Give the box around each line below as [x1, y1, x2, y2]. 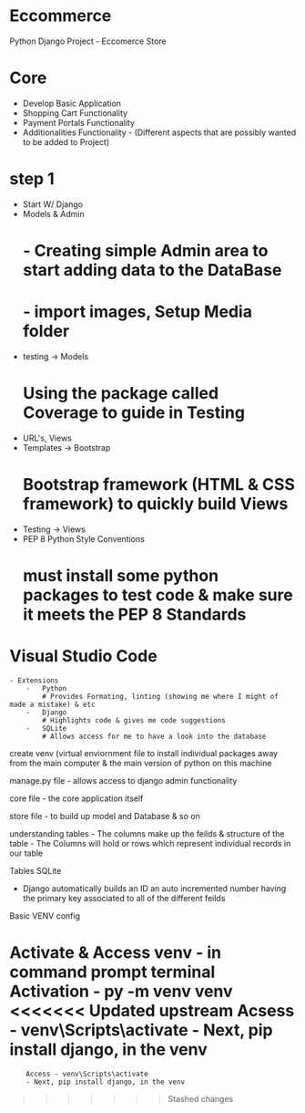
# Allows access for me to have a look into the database [42, 732, 267, 741]
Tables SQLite [9, 865, 62, 876]
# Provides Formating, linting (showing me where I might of [42, 692, 280, 701]
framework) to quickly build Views [22, 494, 289, 515]
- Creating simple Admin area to [22, 241, 269, 261]
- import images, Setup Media [22, 302, 253, 322]
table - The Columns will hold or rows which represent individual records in [9, 837, 291, 848]
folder [22, 321, 70, 342]
